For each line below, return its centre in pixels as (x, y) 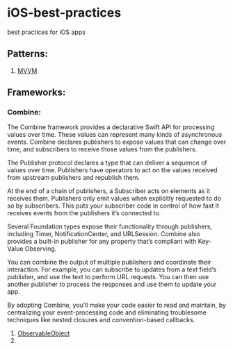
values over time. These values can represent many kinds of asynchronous (115, 135)
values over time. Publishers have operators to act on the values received (112, 170)
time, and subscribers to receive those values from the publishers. (102, 149)
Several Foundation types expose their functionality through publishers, (110, 226)
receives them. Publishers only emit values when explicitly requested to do (114, 199)
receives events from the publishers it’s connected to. (84, 213)
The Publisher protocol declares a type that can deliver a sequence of (107, 163)
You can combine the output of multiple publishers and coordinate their (109, 262)
